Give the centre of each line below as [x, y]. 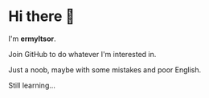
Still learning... [32, 85]
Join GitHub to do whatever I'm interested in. [82, 54]
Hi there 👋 [41, 16]
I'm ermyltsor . [32, 39]
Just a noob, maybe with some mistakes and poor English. [105, 69]
